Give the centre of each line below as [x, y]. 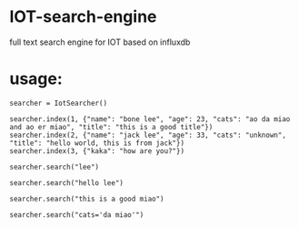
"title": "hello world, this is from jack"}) [97, 143]
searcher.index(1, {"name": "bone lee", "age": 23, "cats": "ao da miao [150, 119]
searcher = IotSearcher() [58, 103]
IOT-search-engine [83, 17]
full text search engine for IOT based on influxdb [100, 42]
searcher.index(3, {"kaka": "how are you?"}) [97, 151]
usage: [36, 79]
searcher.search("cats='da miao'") [77, 215]
